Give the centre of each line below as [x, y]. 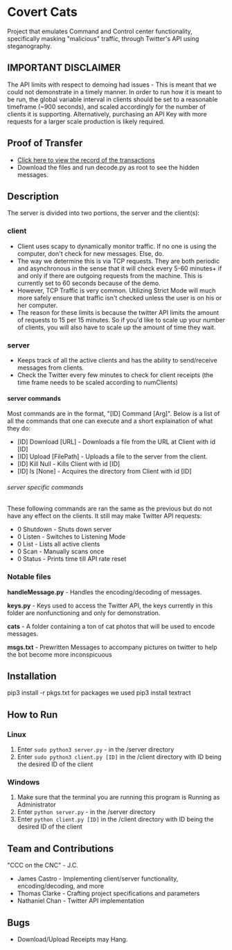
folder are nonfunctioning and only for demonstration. [84, 613]
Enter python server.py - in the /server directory [86, 812]
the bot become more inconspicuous [60, 654]
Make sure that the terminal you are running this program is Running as [118, 797]
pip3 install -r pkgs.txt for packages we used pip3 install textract [99, 693]
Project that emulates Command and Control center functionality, [100, 31]
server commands [34, 398]
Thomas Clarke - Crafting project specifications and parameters [108, 893]
